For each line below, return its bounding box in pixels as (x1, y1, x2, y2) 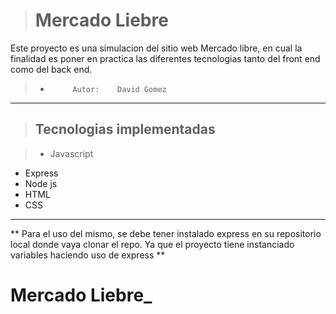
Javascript (49, 147, 94, 159)
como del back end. (10, 63, 93, 75)
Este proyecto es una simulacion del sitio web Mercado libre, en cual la (10, 42, 303, 54)
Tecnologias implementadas (34, 121, 216, 138)
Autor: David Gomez (72, 84, 167, 94)
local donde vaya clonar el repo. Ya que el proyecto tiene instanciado (10, 238, 295, 250)
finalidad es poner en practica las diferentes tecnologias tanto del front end (10, 52, 321, 64)
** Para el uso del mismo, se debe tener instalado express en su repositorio (10, 227, 322, 239)
